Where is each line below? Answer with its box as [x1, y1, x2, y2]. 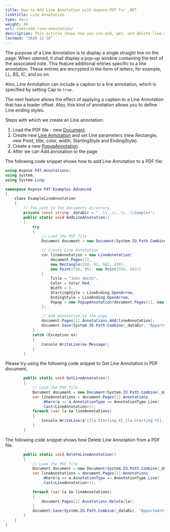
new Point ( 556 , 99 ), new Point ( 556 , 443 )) [50, 267, 142, 272]
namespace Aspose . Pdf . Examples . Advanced [5, 186, 92, 192]
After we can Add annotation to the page [12, 148, 98, 154]
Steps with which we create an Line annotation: [5, 117, 104, 123]
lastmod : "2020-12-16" [5, 36, 53, 41]
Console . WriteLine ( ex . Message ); [41, 342, 110, 347]
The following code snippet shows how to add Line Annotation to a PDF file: [5, 158, 163, 164]
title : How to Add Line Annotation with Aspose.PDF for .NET [5, 7, 137, 13]
